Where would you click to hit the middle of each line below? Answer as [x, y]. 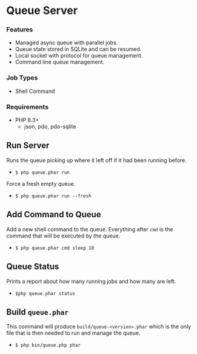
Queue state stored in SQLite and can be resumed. [78, 49]
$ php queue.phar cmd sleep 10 [55, 248]
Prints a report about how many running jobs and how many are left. [91, 281]
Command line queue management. [60, 62]
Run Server [28, 145]
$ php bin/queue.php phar [48, 345]
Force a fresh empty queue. [41, 183]
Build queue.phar [37, 312]
